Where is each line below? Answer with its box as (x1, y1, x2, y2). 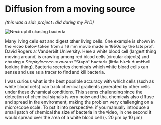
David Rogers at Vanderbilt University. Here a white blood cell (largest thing (5, 48, 157, 54)
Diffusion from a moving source (5, 3, 135, 15)
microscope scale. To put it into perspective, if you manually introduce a (5, 104, 150, 110)
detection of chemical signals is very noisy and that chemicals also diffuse (5, 94, 154, 100)
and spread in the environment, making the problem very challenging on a (5, 99, 153, 105)
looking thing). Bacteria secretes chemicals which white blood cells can (5, 64, 148, 70)
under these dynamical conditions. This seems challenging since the (5, 89, 143, 94)
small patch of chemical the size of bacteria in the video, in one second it (5, 109, 152, 115)
